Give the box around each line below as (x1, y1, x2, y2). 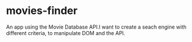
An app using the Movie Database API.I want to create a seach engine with (6, 23, 187, 30)
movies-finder (6, 4, 78, 17)
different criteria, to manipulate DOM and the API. (6, 29, 126, 36)
